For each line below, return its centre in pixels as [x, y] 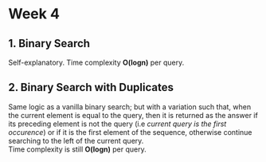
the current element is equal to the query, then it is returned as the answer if [133, 115]
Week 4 [34, 14]
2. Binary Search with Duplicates [91, 87]
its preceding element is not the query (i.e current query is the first [117, 124]
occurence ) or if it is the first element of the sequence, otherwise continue [130, 132]
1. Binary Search [49, 43]
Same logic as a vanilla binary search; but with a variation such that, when [130, 107]
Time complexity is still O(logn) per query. [77, 149]
